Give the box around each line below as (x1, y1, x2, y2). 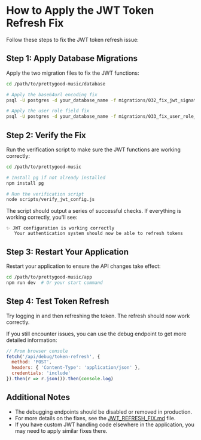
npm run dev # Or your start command (6, 280, 103, 286)
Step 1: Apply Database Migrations (6, 53, 138, 63)
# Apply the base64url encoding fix (6, 91, 98, 97)
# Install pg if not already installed (6, 175, 106, 181)
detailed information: (6, 336, 57, 344)
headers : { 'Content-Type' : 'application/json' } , (11, 365, 141, 371)
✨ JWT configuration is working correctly (6, 225, 115, 231)
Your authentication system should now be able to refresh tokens (14, 231, 184, 237)
